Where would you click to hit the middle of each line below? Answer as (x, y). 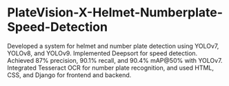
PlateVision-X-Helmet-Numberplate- (115, 13)
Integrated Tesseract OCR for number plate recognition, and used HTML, (111, 68)
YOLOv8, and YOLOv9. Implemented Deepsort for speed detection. (102, 53)
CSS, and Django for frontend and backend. (69, 75)
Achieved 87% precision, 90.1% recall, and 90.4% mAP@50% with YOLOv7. (115, 60)
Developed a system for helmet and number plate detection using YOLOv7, (113, 46)
